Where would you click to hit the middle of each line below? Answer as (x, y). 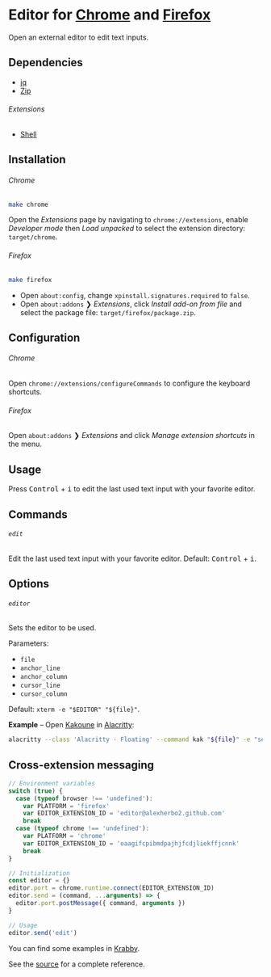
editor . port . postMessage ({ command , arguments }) (100, 903)
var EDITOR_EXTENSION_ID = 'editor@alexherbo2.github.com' (124, 814)
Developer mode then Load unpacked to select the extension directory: (127, 229)
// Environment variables (52, 783)
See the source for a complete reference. (77, 964)
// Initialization (39, 873)
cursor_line (40, 686)
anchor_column (44, 677)
